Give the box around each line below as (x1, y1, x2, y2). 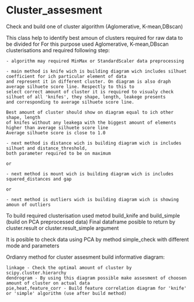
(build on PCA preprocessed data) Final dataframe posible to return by (6, 218, 175, 225)
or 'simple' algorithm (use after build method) (6, 290, 127, 296)
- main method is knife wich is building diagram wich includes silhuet (6, 68, 187, 74)
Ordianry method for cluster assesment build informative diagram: (6, 253, 165, 260)
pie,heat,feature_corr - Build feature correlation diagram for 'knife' (6, 285, 187, 291)
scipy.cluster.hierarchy (6, 270, 67, 276)
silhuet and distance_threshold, (6, 145, 88, 151)
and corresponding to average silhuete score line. (6, 99, 134, 105)
